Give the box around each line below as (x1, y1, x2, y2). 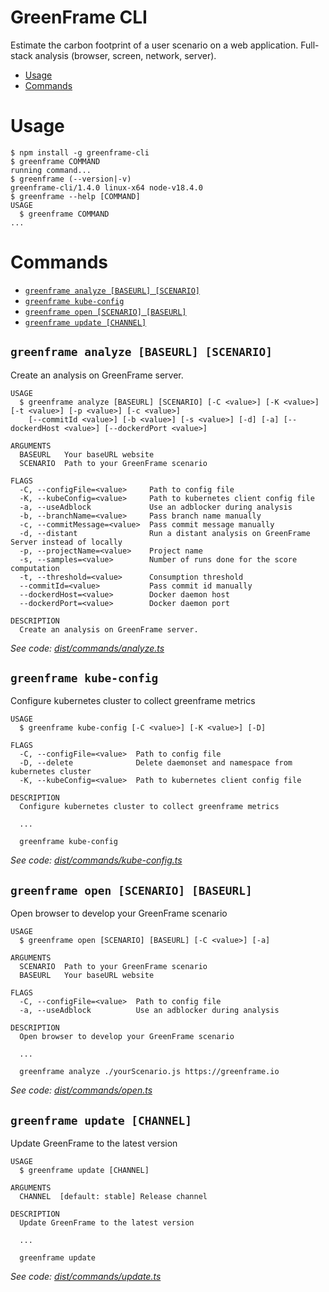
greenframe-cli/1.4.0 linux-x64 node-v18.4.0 (10, 182, 203, 193)
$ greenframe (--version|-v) (10, 174, 132, 184)
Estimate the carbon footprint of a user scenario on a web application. (10, 39, 299, 51)
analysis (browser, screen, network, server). (34, 49, 217, 61)
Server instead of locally (10, 537, 123, 547)
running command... (10, 165, 92, 175)
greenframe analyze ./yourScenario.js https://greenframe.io (19, 1067, 280, 1077)
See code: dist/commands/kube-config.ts (10, 854, 183, 866)
